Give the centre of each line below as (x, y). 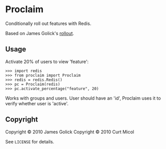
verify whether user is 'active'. (37, 103)
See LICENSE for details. (30, 141)
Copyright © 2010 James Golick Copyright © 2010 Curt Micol (70, 132)
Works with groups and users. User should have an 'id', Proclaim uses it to (83, 98)
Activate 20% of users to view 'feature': (47, 62)
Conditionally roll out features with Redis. (48, 23)
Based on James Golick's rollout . (40, 33)
